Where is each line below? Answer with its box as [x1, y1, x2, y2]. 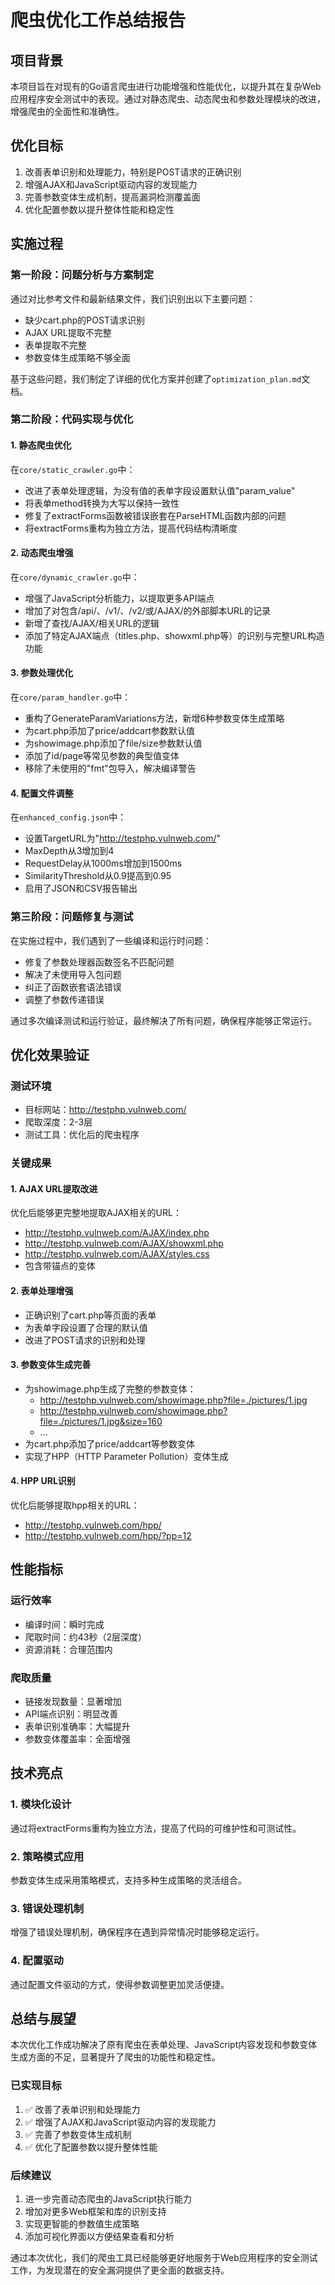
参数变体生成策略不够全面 [24, 351, 131, 363]
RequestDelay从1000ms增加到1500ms [24, 857, 183, 870]
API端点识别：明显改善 [24, 1707, 119, 1720]
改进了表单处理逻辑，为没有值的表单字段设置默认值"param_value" [24, 484, 296, 496]
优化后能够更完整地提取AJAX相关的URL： [10, 1207, 182, 1219]
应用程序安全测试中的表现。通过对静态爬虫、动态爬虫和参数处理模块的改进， [10, 93, 326, 105]
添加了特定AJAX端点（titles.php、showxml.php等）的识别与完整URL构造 [24, 629, 325, 641]
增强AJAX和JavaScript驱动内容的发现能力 [24, 178, 198, 190]
